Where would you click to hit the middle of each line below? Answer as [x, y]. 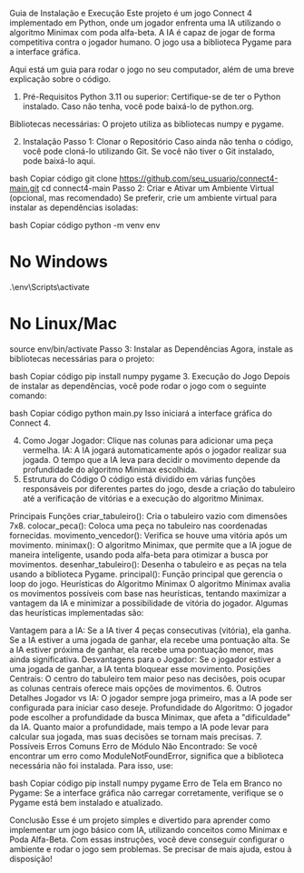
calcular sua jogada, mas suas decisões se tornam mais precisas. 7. [136, 737]
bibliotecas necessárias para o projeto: [82, 358]
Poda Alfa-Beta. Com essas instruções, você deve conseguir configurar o [147, 839]
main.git [25, 188]
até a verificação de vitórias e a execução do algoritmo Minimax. [143, 498]
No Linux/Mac [64, 324]
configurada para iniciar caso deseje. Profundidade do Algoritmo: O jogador [151, 707]
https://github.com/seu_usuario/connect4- [199, 178]
